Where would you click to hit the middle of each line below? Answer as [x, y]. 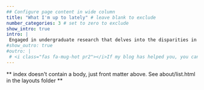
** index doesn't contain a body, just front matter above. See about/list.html [101, 74]
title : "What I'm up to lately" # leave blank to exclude [81, 18]
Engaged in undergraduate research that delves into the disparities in [103, 40]
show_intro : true [28, 29]
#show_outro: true [29, 46]
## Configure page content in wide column [61, 12]
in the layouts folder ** [35, 80]
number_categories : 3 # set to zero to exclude [68, 23]
